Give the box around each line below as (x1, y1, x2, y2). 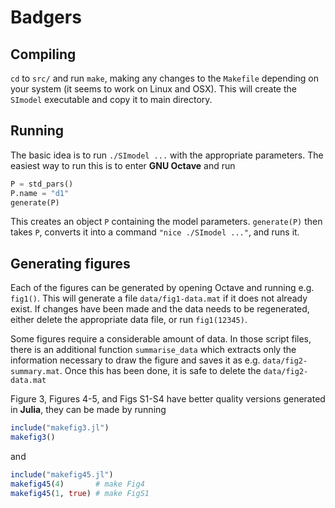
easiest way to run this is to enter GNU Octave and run (10, 159, 236, 171)
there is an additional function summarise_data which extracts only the (10, 344, 297, 356)
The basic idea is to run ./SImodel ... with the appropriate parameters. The (10, 149, 324, 161)
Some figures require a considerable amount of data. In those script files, (10, 333, 312, 345)
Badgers (10, 6, 82, 29)
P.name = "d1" (10, 188, 70, 198)
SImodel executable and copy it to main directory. (10, 94, 213, 105)
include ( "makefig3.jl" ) (10, 423, 110, 433)
